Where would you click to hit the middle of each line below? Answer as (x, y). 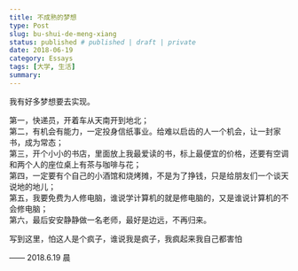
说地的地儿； (32, 186)
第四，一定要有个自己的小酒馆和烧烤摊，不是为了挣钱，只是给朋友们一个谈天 (149, 175)
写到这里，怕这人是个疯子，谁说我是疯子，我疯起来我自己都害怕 (125, 238)
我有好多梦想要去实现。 (52, 101)
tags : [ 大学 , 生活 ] (43, 67)
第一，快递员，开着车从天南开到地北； (79, 120)
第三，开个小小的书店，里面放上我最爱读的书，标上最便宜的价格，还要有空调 (149, 153)
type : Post (29, 26)
